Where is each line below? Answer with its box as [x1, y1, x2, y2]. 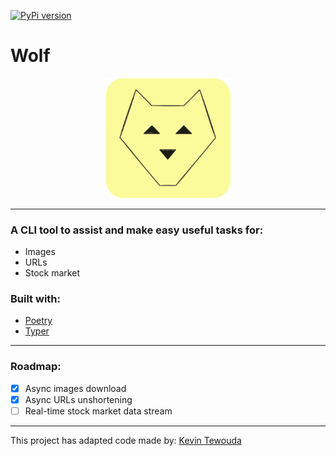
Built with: [10, 291, 61, 305]
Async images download [24, 382, 127, 394]
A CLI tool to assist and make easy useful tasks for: [10, 223, 264, 237]
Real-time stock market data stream [24, 405, 173, 417]
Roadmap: [10, 360, 62, 374]
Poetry [24, 315, 53, 327]
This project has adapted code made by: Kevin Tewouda [10, 434, 242, 446]
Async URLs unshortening [24, 393, 133, 405]
